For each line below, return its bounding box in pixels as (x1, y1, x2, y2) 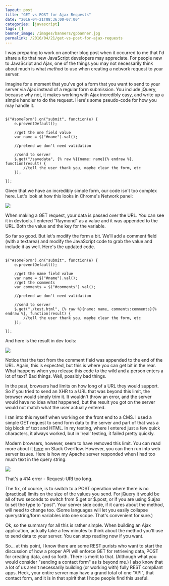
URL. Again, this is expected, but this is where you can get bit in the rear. (5, 362, 156, 368)
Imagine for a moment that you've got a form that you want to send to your (5, 81, 160, 87)
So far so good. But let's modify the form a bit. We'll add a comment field (5, 232, 157, 239)
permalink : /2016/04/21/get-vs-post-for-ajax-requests (5, 36, 123, 41)
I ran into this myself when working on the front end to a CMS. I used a (5, 414, 152, 420)
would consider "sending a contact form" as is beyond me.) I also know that (5, 559, 163, 565)
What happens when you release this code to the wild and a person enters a (5, 368, 164, 374)
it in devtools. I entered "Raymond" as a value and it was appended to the (5, 217, 158, 223)
